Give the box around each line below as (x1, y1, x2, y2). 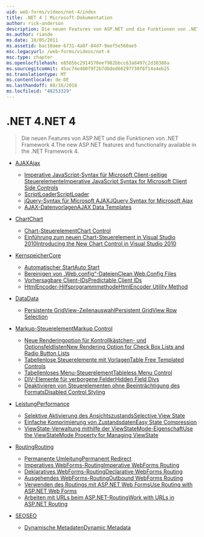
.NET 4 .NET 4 (6, 114, 76, 128)
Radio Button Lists (24, 349, 70, 357)
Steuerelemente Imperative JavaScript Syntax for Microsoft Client (24, 177, 187, 184)
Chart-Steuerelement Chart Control (24, 226, 111, 234)
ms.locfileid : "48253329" (6, 88, 72, 94)
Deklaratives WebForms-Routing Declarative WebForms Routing (24, 468, 183, 475)
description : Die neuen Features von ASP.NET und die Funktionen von (6, 26, 186, 32)
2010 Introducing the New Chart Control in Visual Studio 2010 (24, 240, 177, 247)
